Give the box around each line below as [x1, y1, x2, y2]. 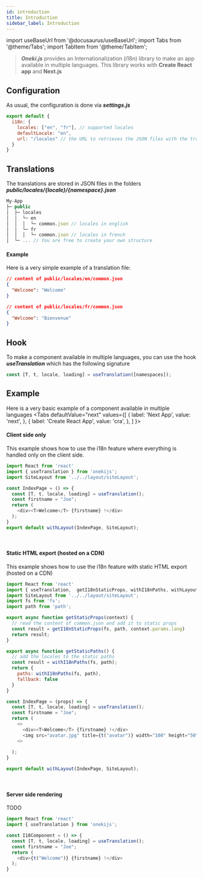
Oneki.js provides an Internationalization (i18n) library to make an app [21, 55, 195, 62]
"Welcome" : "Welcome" [11, 287, 66, 293]
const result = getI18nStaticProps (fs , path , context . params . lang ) [11, 626, 185, 632]
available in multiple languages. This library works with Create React [21, 61, 192, 69]
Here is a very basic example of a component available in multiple [6, 404, 170, 412]
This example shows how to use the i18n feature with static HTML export [6, 563, 187, 570]
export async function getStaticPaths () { [6, 648, 115, 654]
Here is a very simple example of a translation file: [6, 264, 131, 272]
